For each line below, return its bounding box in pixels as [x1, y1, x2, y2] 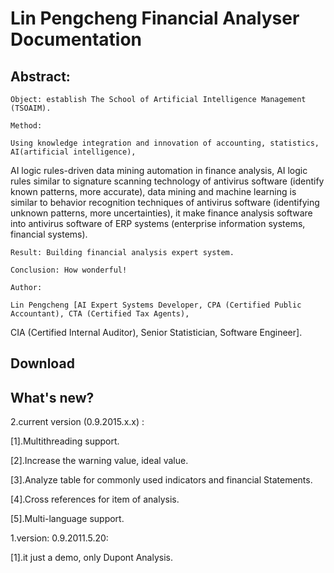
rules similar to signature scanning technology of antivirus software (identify [10, 175, 325, 187]
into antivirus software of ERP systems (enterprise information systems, [10, 218, 306, 229]
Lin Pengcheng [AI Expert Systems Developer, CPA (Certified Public [10, 300, 302, 310]
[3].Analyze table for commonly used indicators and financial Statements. [10, 474, 313, 486]
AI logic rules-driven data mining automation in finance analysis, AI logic [10, 165, 308, 176]
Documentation [10, 28, 143, 51]
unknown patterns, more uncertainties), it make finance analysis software [10, 207, 313, 219]
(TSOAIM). [10, 103, 52, 113]
